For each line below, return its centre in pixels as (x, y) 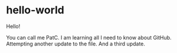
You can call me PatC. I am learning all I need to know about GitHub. (89, 37)
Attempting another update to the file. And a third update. (76, 44)
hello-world (35, 10)
